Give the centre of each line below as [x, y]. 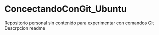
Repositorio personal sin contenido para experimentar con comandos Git [79, 23]
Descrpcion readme [25, 28]
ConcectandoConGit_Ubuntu [66, 9]
